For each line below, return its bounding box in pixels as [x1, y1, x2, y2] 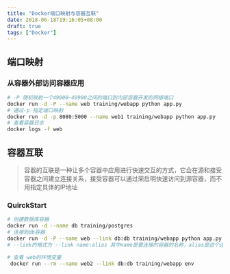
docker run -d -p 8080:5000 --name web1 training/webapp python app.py [7, 113, 216, 120]
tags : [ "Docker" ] [7, 29, 57, 36]
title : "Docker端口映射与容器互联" [7, 10, 99, 17]
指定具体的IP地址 [29, 183, 78, 191]
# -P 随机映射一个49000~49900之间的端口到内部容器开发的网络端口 [7, 94, 174, 101]
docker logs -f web [7, 126, 63, 133]
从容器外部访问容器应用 [7, 78, 84, 87]
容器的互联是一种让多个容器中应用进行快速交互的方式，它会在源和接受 [23, 166, 222, 174]
